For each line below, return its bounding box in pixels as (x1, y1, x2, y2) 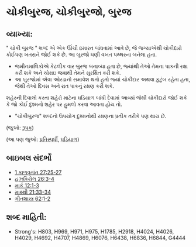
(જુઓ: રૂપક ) (6, 124, 34, 131)
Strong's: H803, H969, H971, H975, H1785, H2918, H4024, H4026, (14, 228, 174, 235)
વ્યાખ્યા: (6, 29, 33, 39)
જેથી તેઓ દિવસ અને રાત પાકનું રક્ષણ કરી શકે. (14, 83, 114, 90)
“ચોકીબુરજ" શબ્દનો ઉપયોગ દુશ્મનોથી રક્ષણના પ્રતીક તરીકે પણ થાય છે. (14, 112, 167, 119)
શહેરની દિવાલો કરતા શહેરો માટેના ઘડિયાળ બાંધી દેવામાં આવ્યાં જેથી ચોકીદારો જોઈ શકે (6, 94, 187, 101)
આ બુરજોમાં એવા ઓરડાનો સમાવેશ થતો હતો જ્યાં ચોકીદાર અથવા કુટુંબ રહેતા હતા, (14, 76, 191, 83)
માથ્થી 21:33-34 (14, 188, 51, 195)
